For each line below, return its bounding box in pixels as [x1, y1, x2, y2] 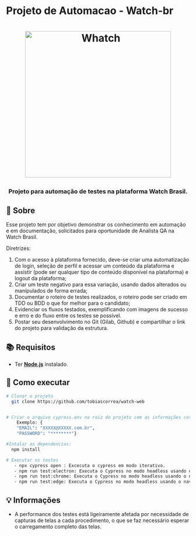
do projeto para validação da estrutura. [14, 325, 108, 332]
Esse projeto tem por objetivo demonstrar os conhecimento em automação [6, 221, 186, 228]
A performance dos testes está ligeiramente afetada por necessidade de [14, 511, 189, 517]
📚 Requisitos [6, 342, 55, 352]
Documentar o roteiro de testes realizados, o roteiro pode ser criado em [14, 294, 188, 301]
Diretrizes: [6, 245, 31, 252]
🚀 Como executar [6, 377, 70, 387]
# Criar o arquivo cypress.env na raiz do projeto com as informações [6, 414, 181, 420]
